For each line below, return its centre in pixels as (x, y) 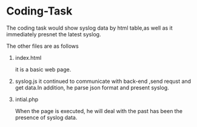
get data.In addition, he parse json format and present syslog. (92, 87)
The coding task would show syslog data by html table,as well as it (89, 28)
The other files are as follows (42, 46)
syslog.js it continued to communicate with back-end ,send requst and (103, 81)
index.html (28, 57)
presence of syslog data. (46, 117)
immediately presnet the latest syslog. (54, 34)
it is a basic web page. (43, 69)
